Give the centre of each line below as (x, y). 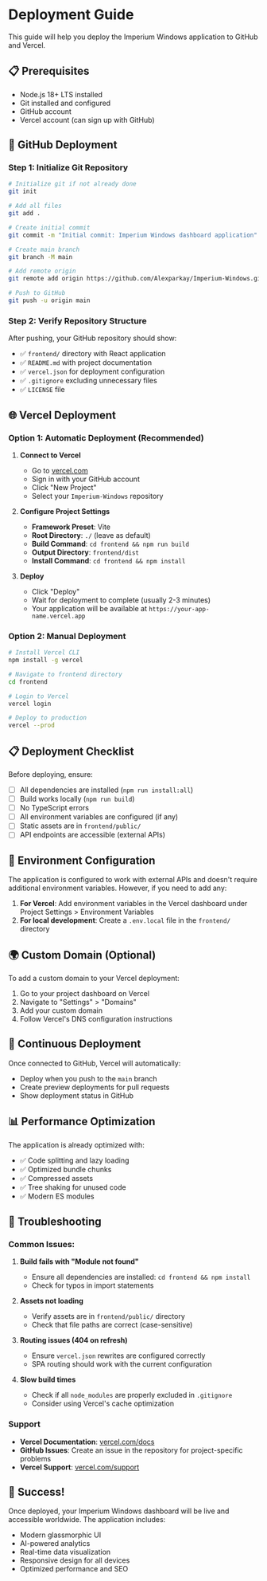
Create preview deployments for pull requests (95, 1087)
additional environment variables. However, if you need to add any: (118, 888)
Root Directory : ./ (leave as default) (91, 535)
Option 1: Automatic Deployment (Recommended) (106, 437)
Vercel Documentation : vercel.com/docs (87, 1442)
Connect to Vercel (50, 455)
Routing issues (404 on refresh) (74, 1340)
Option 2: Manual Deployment (67, 636)
